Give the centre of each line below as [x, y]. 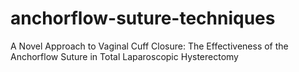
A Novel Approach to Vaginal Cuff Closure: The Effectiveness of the [149, 46]
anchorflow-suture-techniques [143, 18]
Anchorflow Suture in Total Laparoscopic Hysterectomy [124, 56]
